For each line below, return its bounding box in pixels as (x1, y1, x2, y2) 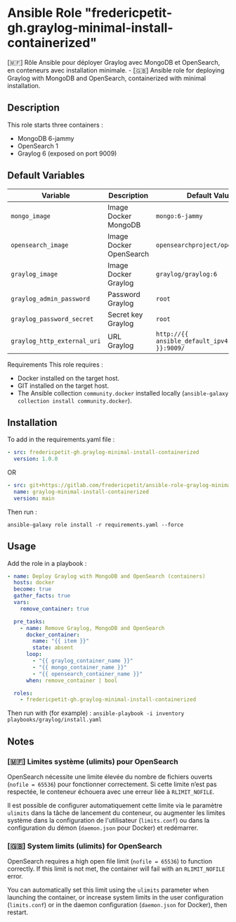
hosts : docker (13, 579, 55, 586)
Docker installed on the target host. (17, 374, 120, 382)
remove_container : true (20, 605, 90, 612)
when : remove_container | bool (25, 677, 118, 684)
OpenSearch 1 (17, 141, 58, 150)
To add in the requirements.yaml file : (7, 435, 115, 444)
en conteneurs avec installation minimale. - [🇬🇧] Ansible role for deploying (7, 65, 225, 75)
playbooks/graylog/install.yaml (7, 716, 102, 724)
